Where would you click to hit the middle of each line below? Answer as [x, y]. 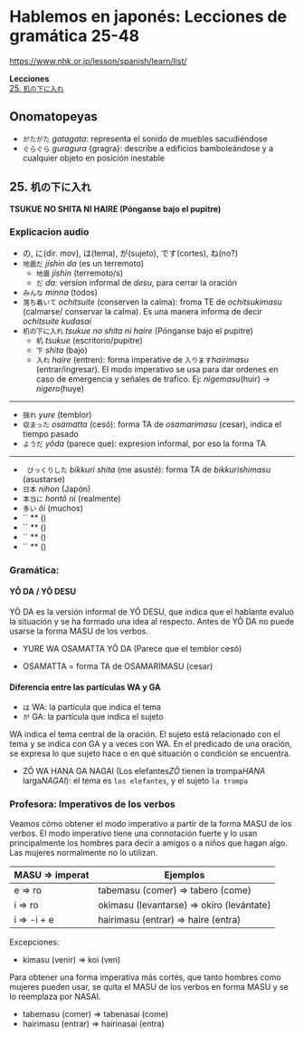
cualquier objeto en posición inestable [94, 158]
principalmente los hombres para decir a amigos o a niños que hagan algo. [148, 843]
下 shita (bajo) [62, 350]
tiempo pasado [50, 433]
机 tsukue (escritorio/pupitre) [89, 340]
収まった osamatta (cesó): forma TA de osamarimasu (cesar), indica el [152, 424]
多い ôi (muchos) [53, 508]
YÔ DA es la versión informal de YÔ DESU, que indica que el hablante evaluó [152, 611]
